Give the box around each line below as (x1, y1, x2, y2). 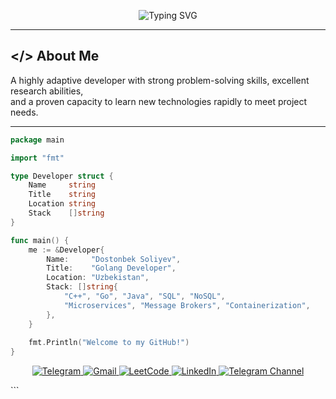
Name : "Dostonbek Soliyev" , (46, 254, 182, 264)
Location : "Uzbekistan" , (46, 273, 150, 283)
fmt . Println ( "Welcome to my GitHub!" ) (28, 338, 190, 348)
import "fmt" (10, 153, 65, 163)
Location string (28, 199, 97, 209)
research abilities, (10, 85, 84, 97)
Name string (28, 180, 97, 190)
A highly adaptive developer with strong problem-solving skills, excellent (10, 74, 310, 86)
